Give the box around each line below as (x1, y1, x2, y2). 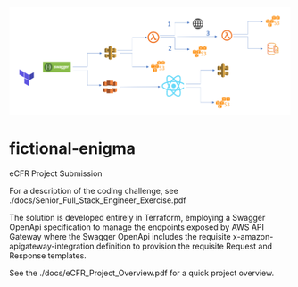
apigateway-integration (9, 241, 95, 251)
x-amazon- (232, 231, 274, 241)
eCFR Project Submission (9, 168, 103, 179)
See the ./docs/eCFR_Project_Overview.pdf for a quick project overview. (9, 267, 275, 278)
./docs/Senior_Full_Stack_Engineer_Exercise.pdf (9, 195, 186, 206)
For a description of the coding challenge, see (9, 185, 178, 196)
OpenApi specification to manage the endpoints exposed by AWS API (9, 222, 265, 232)
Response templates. (9, 249, 87, 261)
